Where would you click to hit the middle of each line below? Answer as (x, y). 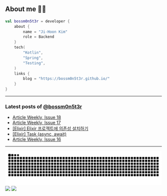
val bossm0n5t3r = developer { (38, 21)
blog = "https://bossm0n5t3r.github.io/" (67, 79)
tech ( (20, 48)
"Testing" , (34, 63)
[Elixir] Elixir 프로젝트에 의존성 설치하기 (50, 129)
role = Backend (39, 37)
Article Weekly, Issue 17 (37, 123)
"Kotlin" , (33, 53)
